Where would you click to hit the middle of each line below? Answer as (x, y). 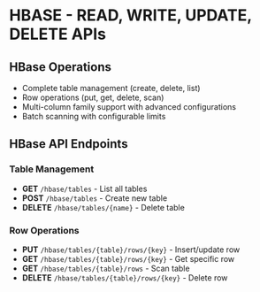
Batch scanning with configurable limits (94, 116)
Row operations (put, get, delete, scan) (93, 97)
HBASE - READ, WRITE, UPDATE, (130, 15)
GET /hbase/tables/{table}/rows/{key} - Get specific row (128, 258)
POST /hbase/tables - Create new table (95, 198)
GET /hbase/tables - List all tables (84, 188)
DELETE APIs (57, 34)
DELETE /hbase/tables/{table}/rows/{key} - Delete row (125, 277)
